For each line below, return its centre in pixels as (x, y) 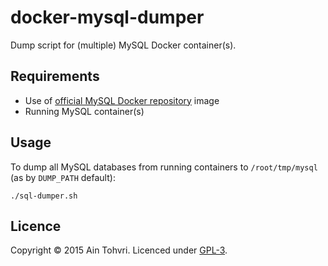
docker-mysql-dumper (107, 17)
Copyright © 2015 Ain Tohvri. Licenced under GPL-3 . (119, 250)
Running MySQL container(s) (84, 111)
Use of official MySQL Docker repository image (122, 100)
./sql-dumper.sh (44, 196)
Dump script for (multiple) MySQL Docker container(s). (123, 45)
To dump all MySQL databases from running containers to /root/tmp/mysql (164, 167)
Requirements (55, 76)
